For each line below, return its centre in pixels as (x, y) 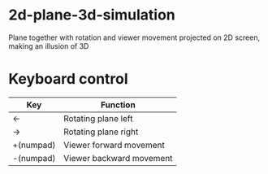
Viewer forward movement (114, 145)
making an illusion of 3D (49, 46)
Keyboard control (68, 79)
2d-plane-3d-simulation (92, 15)
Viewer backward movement (118, 158)
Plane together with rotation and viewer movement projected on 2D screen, (134, 37)
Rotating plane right (101, 132)
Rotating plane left (98, 118)
